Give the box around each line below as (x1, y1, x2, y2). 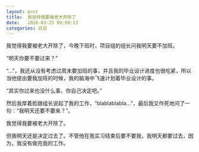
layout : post (6, 8, 39, 15)
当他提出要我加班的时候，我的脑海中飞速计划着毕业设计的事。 (6, 75, 157, 82)
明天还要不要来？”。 (24, 107, 74, 114)
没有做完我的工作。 (21, 140, 69, 147)
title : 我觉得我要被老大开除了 (6, 14, 77, 20)
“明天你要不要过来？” (6, 54, 58, 62)
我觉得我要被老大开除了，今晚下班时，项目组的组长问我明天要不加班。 (6, 42, 178, 49)
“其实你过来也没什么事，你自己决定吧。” (6, 87, 102, 95)
